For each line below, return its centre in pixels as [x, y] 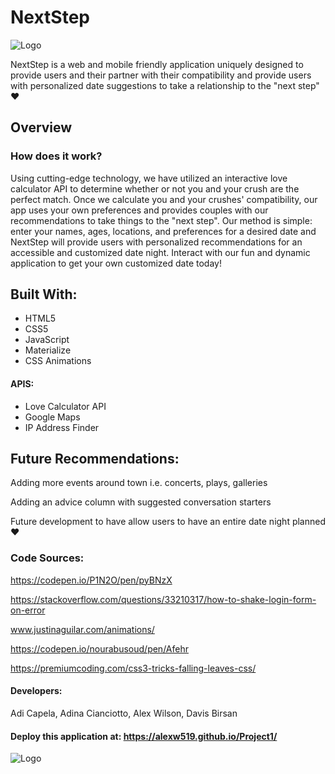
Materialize [48, 350]
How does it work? [56, 156]
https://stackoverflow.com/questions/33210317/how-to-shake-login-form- [163, 599]
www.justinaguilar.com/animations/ [82, 629]
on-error [28, 610]
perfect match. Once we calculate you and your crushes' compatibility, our [164, 199]
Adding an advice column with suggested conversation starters [141, 502]
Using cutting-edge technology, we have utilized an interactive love [149, 178]
